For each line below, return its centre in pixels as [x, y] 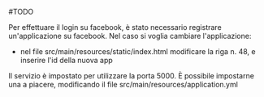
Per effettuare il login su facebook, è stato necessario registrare [115, 27]
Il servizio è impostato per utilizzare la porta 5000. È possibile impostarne [131, 76]
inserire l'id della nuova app [67, 60]
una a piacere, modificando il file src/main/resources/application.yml [123, 84]
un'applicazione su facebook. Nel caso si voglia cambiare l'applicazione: [130, 36]
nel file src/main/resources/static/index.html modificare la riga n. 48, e [138, 51]
